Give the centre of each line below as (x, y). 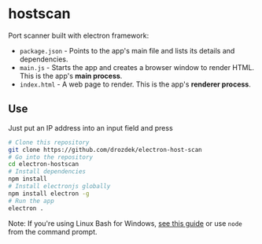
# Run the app (31, 201)
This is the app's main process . (71, 76)
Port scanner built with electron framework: (79, 35)
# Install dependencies (47, 172)
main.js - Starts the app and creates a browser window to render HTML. (137, 67)
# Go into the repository (50, 157)
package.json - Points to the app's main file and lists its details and (127, 50)
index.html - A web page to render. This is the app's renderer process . (135, 84)
